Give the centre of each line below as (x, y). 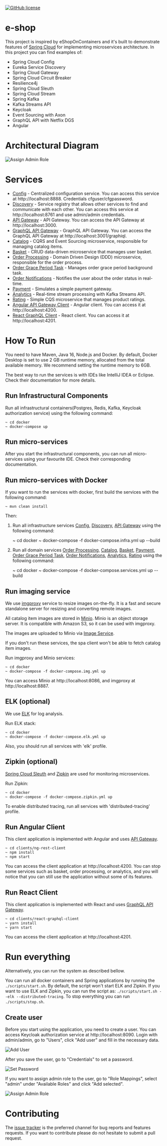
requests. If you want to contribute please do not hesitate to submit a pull (80, 1133)
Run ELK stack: (21, 723)
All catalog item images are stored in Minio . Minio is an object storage (77, 618)
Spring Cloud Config (33, 62)
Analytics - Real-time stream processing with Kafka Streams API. (79, 294)
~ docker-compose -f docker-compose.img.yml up (56, 671)
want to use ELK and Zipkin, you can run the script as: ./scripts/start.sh (81, 991)
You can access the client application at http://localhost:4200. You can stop (83, 866)
